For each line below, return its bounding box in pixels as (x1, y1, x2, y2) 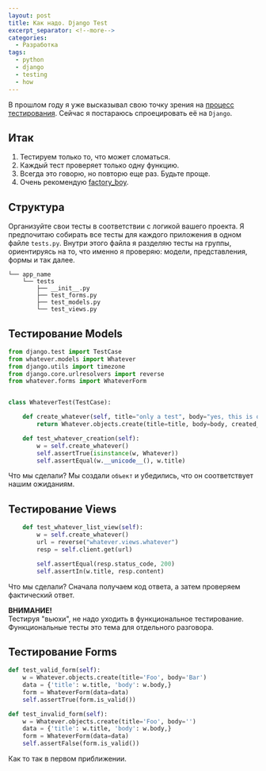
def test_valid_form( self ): (8, 666, 101, 674)
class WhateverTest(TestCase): (8, 398, 112, 407)
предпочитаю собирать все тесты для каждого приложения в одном (8, 230, 241, 240)
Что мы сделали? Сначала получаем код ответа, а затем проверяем (8, 581, 241, 591)
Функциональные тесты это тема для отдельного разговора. (8, 622, 214, 631)
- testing (15, 71, 47, 79)
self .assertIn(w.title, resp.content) (36, 567, 165, 575)
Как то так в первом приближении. (8, 754, 127, 764)
